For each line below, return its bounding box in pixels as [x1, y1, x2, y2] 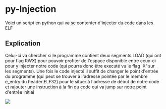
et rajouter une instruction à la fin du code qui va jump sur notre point [5, 84, 147, 90]
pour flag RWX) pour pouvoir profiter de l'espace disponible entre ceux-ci [5, 58, 156, 64]
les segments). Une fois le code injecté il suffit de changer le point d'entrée [5, 68, 159, 74]
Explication [5, 39, 41, 48]
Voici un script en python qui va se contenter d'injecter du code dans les [5, 20, 154, 26]
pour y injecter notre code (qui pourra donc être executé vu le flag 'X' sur [5, 63, 155, 69]
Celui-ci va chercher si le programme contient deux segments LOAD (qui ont [5, 52, 162, 58]
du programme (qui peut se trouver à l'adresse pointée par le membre [5, 73, 148, 79]
